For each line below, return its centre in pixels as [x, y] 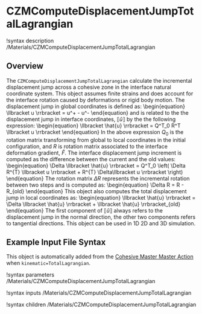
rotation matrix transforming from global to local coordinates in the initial [96, 139]
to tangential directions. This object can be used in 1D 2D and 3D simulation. [101, 223]
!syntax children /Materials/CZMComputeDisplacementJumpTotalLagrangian [101, 305]
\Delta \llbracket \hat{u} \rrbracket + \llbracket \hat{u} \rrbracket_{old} [93, 204]
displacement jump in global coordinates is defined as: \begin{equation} [96, 106]
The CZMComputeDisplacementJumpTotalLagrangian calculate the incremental [99, 80]
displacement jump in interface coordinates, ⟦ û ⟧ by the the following [91, 119]
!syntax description [30, 40]
